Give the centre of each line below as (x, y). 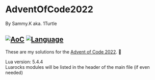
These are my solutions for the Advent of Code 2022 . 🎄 (63, 51)
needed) (14, 72)
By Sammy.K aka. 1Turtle (31, 23)
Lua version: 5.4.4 (24, 62)
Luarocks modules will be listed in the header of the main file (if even (78, 67)
